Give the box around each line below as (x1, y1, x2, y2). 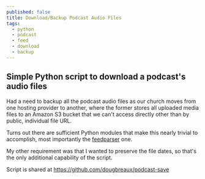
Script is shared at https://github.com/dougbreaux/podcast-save (6, 166, 170, 173)
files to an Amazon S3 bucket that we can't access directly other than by (6, 110, 190, 118)
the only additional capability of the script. (6, 154, 113, 161)
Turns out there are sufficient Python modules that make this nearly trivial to (6, 129, 198, 136)
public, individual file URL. (6, 117, 72, 124)
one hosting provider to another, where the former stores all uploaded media (6, 104, 199, 111)
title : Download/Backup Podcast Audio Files (6, 15, 122, 21)
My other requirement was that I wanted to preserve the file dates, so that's (6, 147, 197, 154)
